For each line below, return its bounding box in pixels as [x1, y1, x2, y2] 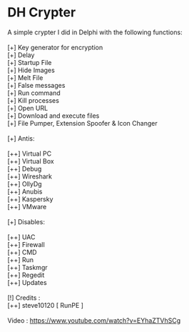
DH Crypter [7, 4, 76, 21]
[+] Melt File [7, 73, 44, 82]
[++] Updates [7, 278, 48, 286]
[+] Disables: [7, 217, 45, 226]
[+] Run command [7, 89, 61, 97]
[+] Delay [7, 51, 35, 59]
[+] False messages [7, 81, 66, 89]
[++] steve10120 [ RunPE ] [7, 301, 84, 309]
